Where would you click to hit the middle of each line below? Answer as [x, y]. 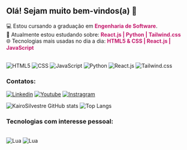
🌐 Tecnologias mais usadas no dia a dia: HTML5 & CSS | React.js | [88, 41]
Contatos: [21, 81]
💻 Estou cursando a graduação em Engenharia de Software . [82, 26]
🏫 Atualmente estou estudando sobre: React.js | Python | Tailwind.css [93, 34]
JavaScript [20, 47]
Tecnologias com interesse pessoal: [60, 122]
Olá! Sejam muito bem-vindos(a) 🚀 [72, 11]
